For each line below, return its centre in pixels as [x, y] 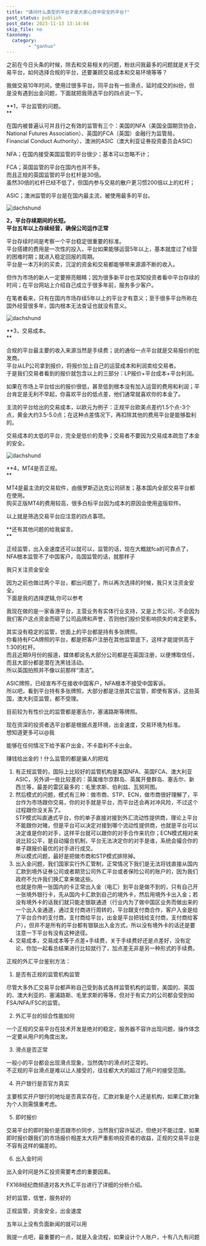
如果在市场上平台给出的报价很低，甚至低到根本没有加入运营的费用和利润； [100, 386]
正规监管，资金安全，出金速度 [44, 1210]
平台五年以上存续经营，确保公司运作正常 [57, 228]
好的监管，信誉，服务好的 [39, 1197]
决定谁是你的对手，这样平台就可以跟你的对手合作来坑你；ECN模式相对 [104, 833]
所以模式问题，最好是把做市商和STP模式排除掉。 [77, 856]
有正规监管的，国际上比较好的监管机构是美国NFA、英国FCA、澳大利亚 [104, 771]
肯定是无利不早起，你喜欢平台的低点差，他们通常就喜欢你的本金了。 [97, 394]
